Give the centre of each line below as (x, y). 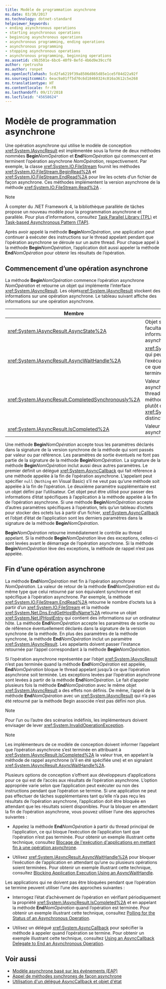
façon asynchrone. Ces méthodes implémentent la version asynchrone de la (83, 182)
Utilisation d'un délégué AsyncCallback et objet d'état (67, 981)
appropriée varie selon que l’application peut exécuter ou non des (72, 785)
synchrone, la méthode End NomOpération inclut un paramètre (69, 639)
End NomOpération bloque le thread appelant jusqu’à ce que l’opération (78, 669)
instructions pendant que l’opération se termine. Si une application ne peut (81, 791)
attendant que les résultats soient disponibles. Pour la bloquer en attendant (82, 806)
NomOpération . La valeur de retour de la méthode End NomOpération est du (82, 586)
